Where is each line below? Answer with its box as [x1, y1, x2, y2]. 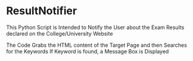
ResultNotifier [6, 4, 77, 18]
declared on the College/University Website [6, 30, 113, 37]
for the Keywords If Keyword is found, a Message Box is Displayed [6, 47, 169, 54]
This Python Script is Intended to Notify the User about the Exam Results [6, 24, 185, 31]
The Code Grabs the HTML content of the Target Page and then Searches [6, 41, 188, 49]
